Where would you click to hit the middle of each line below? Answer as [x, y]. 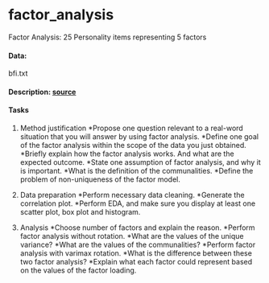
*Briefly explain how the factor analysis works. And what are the [127, 154]
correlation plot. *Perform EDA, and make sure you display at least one [138, 203]
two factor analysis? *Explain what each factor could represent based [136, 261]
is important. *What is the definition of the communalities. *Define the [137, 170]
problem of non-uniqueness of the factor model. [100, 179]
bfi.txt [18, 73]
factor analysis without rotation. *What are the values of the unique [132, 236]
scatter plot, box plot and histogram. [80, 211]
